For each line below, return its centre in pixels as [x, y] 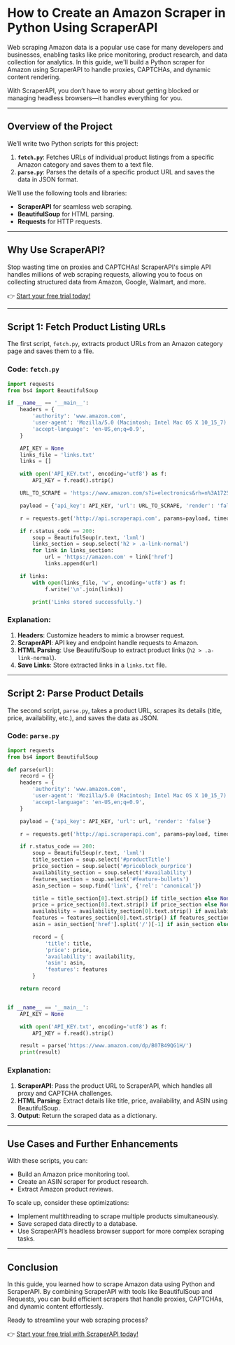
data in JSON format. [48, 179]
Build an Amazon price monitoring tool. [73, 1174]
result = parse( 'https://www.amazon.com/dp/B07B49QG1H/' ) [106, 1046]
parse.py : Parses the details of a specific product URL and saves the [116, 172]
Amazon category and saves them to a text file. [85, 164]
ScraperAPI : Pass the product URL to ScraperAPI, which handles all [115, 1085]
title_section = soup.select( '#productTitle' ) [101, 860]
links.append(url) [71, 564]
